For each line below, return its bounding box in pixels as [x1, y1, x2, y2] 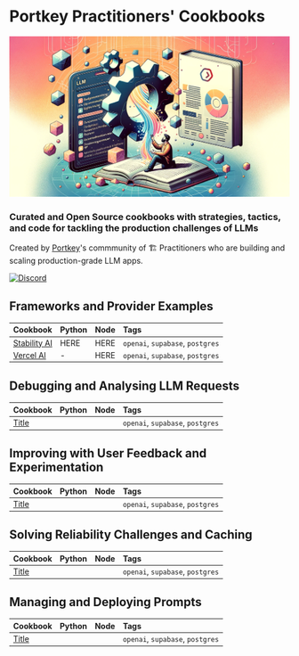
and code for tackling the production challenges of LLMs [9, 221, 259, 234]
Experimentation [9, 459, 104, 474]
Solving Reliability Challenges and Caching [9, 527, 253, 542]
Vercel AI [12, 349, 46, 360]
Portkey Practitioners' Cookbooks [9, 6, 265, 27]
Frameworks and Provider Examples [9, 299, 214, 314]
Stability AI [12, 337, 53, 348]
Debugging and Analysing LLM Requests [9, 378, 240, 393]
